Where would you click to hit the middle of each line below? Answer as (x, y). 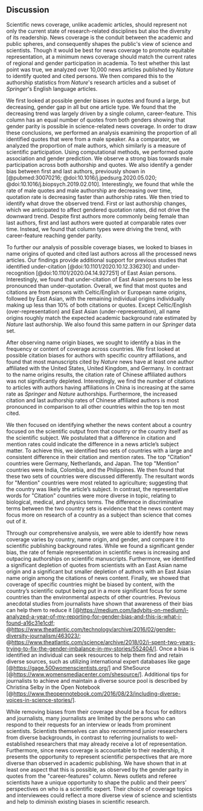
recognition (21, 273)
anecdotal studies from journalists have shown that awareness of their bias (100, 604)
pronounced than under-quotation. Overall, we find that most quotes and (97, 285)
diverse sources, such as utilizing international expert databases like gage (98, 661)
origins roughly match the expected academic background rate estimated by (101, 318)
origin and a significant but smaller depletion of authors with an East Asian (99, 572)
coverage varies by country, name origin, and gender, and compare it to (96, 539)
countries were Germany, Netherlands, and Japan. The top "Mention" (93, 463)
